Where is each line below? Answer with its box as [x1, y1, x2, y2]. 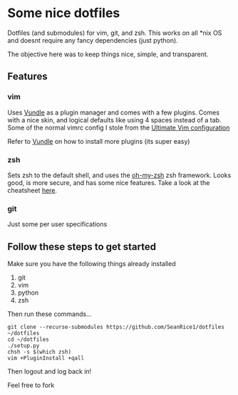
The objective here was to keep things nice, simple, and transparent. [7, 50, 209, 58]
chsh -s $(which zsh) [7, 349, 72, 356]
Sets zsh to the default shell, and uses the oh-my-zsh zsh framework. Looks [7, 171, 232, 179]
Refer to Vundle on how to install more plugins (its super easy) [7, 137, 190, 145]
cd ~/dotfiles [7, 336, 50, 343]
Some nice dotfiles [7, 5, 120, 21]
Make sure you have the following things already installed [7, 260, 176, 268]
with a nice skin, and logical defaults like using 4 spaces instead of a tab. [7, 115, 222, 124]
